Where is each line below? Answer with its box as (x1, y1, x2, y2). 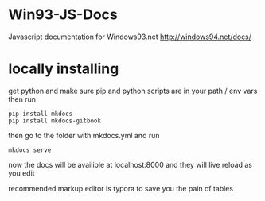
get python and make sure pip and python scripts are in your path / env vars (8, 86, 258, 95)
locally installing (8, 60, 119, 78)
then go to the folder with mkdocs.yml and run (8, 130, 160, 140)
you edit (8, 168, 35, 178)
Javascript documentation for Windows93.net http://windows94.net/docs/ (8, 32, 252, 41)
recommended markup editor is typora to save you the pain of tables (8, 184, 233, 193)
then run (8, 94, 37, 104)
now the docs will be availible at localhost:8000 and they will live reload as (8, 160, 253, 169)
